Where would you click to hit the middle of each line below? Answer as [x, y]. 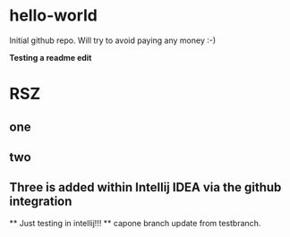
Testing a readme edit [51, 57]
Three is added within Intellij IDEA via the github [145, 187]
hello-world [54, 16]
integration [41, 202]
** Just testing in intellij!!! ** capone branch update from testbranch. [135, 223]
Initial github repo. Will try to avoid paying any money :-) [113, 40]
